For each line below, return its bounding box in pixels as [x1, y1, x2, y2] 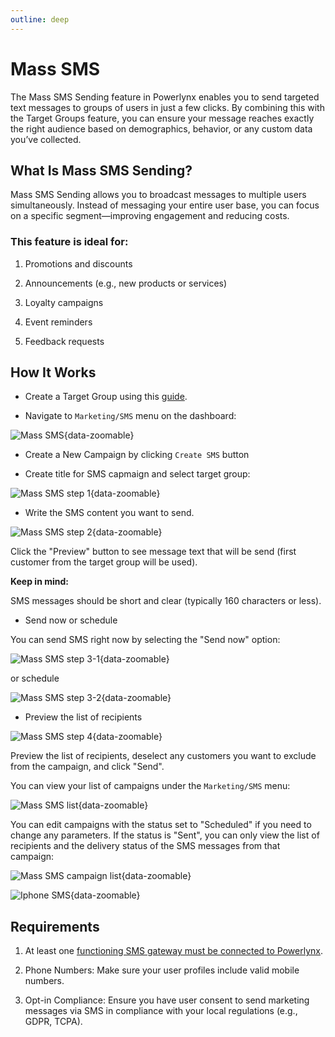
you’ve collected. [10, 133, 82, 145]
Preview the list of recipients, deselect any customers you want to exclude [10, 750, 317, 762]
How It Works [10, 364, 97, 381]
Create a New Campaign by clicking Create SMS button [24, 449, 250, 461]
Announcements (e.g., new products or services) [24, 277, 228, 289]
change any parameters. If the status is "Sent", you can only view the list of [10, 829, 320, 841]
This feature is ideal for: [10, 235, 129, 249]
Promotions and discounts [24, 257, 133, 270]
